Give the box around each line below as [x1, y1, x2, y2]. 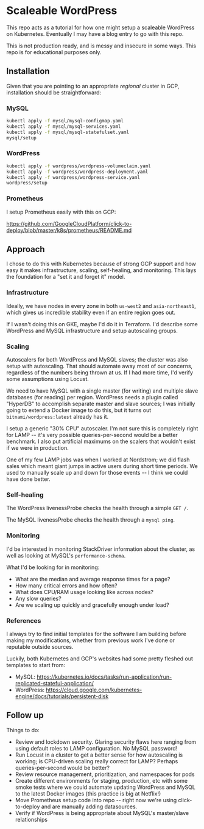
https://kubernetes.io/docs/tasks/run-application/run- [36, 673, 172, 680]
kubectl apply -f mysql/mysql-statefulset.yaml [6, 129, 130, 135]
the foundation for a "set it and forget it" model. [6, 273, 125, 281]
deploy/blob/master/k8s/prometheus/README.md [6, 226, 132, 234]
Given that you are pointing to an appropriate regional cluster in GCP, [6, 82, 180, 89]
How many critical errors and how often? [15, 582, 118, 589]
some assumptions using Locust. [6, 376, 90, 383]
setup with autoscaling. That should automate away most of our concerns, [6, 363, 193, 370]
